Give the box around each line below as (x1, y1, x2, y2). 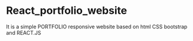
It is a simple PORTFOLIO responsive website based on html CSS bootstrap (6, 23, 188, 30)
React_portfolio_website (6, 4, 127, 17)
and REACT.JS (6, 29, 42, 36)
